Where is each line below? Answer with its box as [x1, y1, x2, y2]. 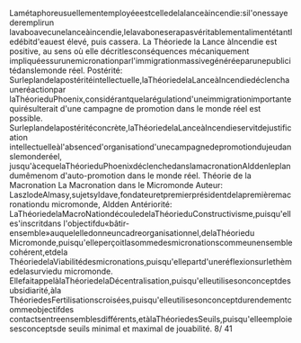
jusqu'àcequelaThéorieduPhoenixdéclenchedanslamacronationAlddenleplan [9, 161, 291, 171]
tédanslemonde [9, 65, 67, 76]
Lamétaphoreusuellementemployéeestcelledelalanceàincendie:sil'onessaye [9, 8, 288, 18]
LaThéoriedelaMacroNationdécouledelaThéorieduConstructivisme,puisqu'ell [9, 209, 292, 219]
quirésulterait [9, 104, 58, 113]
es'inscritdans [9, 218, 62, 229]
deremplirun [9, 17, 55, 28]
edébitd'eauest [9, 36, 66, 47]
